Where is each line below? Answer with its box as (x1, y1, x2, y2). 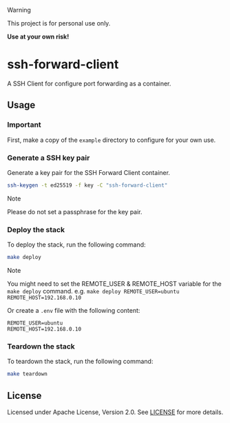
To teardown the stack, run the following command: (7, 358, 154, 366)
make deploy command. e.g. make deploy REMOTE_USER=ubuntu (7, 287, 180, 295)
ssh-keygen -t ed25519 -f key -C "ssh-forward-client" (7, 182, 168, 189)
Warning (7, 6, 31, 14)
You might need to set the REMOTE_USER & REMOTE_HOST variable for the (7, 279, 222, 288)
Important (7, 120, 41, 130)
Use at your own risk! (7, 32, 70, 41)
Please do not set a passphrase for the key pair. (7, 207, 143, 216)
